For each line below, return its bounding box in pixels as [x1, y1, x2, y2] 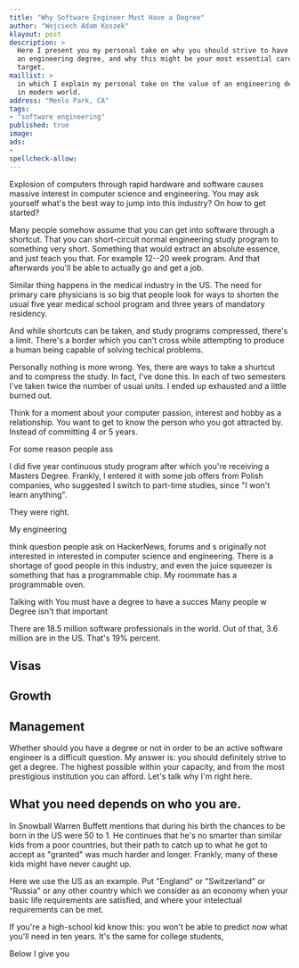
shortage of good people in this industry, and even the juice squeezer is [9, 559, 273, 571]
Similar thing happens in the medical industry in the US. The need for [9, 279, 263, 290]
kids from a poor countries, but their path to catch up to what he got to [9, 840, 269, 850]
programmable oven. [9, 579, 86, 590]
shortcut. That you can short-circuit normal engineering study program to [9, 234, 279, 244]
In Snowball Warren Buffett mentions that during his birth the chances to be [9, 820, 287, 831]
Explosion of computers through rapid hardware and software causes [9, 178, 264, 189]
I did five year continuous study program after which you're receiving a [9, 460, 270, 471]
